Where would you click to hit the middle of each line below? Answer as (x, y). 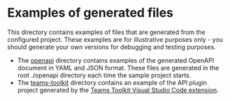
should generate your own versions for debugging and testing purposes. (112, 47)
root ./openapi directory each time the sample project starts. (104, 75)
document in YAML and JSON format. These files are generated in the (118, 68)
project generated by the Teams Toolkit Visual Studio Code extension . (118, 90)
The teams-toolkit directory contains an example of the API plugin (112, 82)
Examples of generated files (90, 13)
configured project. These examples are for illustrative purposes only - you (115, 39)
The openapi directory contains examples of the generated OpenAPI (116, 60)
